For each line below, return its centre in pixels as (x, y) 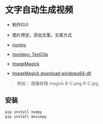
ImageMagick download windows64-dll (51, 73)
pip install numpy (24, 112)
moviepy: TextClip (30, 54)
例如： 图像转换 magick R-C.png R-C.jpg (58, 83)
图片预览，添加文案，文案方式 (42, 35)
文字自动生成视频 (39, 10)
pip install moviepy (26, 116)
